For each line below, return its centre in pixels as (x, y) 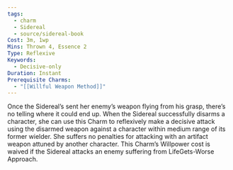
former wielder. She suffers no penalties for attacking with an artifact (108, 137)
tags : (15, 14)
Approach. (23, 159)
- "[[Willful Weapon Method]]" (60, 86)
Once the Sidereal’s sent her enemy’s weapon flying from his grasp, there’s (116, 106)
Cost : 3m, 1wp (28, 40)
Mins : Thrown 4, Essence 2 (47, 47)
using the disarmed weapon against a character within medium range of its (116, 129)
